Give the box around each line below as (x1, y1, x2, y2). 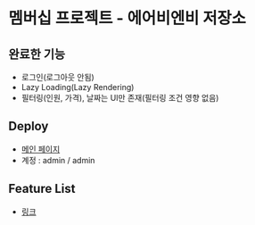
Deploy (8, 119, 49, 134)
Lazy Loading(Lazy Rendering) (21, 82, 135, 92)
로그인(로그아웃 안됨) (21, 72, 95, 82)
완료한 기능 (8, 46, 66, 62)
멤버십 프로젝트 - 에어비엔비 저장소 (8, 8, 247, 29)
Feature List (8, 181, 76, 196)
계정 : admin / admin (21, 154, 95, 165)
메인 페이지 (21, 144, 61, 154)
